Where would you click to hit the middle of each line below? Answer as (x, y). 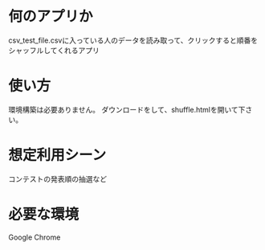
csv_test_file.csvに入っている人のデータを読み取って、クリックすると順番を (133, 40)
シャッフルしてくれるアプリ (54, 50)
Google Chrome (35, 237)
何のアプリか (51, 16)
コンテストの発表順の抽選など (57, 178)
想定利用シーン (57, 156)
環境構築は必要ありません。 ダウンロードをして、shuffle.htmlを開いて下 (127, 109)
